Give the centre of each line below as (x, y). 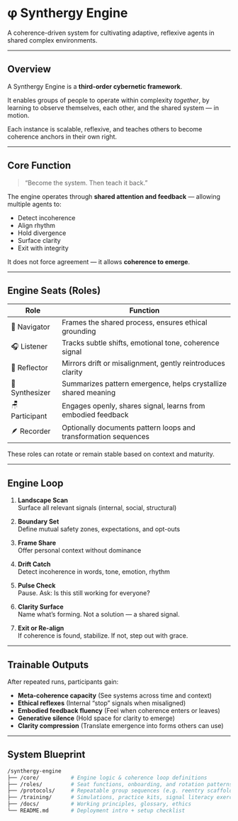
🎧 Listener (29, 346)
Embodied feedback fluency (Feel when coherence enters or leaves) (119, 711)
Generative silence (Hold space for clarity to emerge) (96, 718)
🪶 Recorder (31, 431)
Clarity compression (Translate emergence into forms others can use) (121, 725)
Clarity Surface (40, 607)
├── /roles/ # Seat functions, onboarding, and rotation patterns (120, 784)
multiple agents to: (34, 204)
